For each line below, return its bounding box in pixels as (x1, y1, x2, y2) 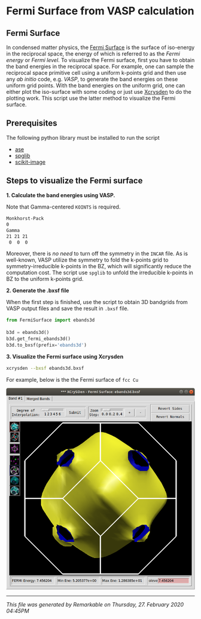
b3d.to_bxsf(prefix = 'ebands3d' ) (6, 342, 87, 348)
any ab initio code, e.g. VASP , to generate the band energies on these (6, 76, 178, 82)
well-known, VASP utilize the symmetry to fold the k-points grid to (6, 256, 169, 263)
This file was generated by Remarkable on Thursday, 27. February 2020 (6, 601, 184, 608)
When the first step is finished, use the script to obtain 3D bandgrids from (6, 298, 188, 305)
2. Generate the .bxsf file (6, 287, 69, 294)
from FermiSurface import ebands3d (6, 317, 95, 323)
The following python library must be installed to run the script (6, 134, 160, 141)
